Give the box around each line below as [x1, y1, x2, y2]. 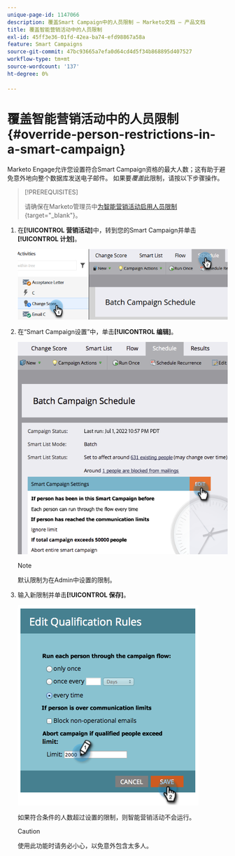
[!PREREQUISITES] [24, 188, 78, 196]
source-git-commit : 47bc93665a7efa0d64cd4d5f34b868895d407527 [7, 48, 192, 55]
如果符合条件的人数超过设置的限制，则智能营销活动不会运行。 [17, 813, 196, 821]
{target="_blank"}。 [24, 211, 82, 220]
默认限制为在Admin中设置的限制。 [17, 575, 116, 584]
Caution [17, 827, 41, 835]
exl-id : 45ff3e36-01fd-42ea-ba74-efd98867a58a [7, 34, 145, 41]
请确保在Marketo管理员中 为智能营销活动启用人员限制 [24, 202, 178, 211]
